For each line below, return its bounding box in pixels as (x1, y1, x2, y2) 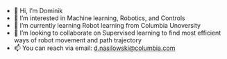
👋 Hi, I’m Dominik (13, 7, 63, 15)
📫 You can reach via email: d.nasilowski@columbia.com (13, 44, 176, 52)
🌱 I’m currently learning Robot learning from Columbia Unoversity (13, 22, 201, 29)
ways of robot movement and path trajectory (13, 36, 142, 44)
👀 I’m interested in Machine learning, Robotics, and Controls (13, 14, 185, 22)
